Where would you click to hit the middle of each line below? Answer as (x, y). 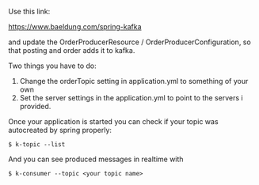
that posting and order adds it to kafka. (72, 50)
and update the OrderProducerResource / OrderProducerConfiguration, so (129, 42)
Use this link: (29, 11)
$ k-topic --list (37, 145)
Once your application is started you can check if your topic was (114, 121)
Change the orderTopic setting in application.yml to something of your (134, 81)
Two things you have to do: (52, 66)
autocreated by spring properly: (60, 130)
